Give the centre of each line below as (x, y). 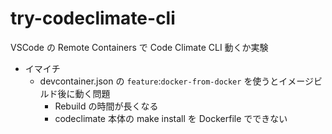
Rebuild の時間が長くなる (106, 106)
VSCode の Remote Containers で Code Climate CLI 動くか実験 (139, 47)
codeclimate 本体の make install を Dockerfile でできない (171, 118)
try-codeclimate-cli (93, 18)
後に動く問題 (84, 93)
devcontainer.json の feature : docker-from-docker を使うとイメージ (177, 81)
